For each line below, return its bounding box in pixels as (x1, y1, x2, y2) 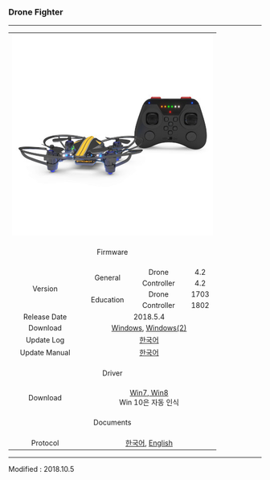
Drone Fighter (8, 6, 63, 18)
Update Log (25, 334, 65, 344)
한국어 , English (125, 438, 173, 448)
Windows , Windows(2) (111, 322, 187, 332)
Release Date (22, 312, 67, 322)
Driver (102, 368, 123, 378)
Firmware (96, 248, 129, 257)
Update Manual (19, 347, 71, 357)
